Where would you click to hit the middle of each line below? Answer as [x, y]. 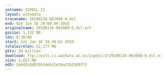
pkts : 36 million [23, 51]
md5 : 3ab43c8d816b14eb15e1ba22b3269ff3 [46, 65]
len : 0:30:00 [19, 37]
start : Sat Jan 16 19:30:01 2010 [40, 42]
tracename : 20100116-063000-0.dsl [41, 19]
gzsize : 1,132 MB [23, 33]
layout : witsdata [23, 14]
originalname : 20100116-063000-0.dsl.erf [48, 28]
